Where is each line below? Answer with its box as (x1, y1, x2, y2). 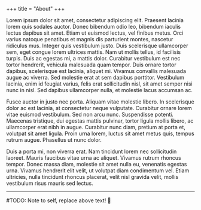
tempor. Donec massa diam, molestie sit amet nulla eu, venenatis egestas (6, 161, 187, 168)
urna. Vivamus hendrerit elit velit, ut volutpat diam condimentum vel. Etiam (6, 167, 190, 174)
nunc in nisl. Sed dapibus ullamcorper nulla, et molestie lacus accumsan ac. (6, 87, 193, 93)
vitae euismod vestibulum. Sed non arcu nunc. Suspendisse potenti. (6, 111, 173, 118)
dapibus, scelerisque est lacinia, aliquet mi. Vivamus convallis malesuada (6, 68, 187, 74)
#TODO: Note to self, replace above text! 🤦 (6, 197, 111, 204)
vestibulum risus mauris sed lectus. (6, 179, 94, 187)
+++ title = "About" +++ (6, 5, 65, 12)
